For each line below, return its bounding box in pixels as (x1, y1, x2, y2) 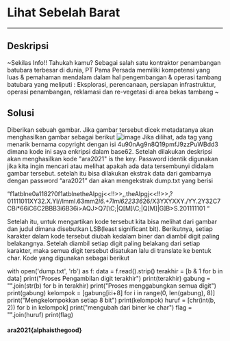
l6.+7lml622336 (98, 197, 143, 205)
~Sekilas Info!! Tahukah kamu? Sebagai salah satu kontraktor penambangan (7, 58, 221, 66)
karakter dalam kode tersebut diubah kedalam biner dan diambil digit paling (7, 232, 220, 240)
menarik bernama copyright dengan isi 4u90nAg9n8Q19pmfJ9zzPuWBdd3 (7, 140, 219, 148)
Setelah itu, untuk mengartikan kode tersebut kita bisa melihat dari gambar (7, 217, 218, 226)
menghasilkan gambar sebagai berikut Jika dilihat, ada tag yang (7, 133, 214, 141)
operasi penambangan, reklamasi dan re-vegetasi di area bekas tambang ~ (7, 87, 219, 96)
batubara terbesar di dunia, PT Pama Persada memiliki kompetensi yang (7, 66, 211, 74)
